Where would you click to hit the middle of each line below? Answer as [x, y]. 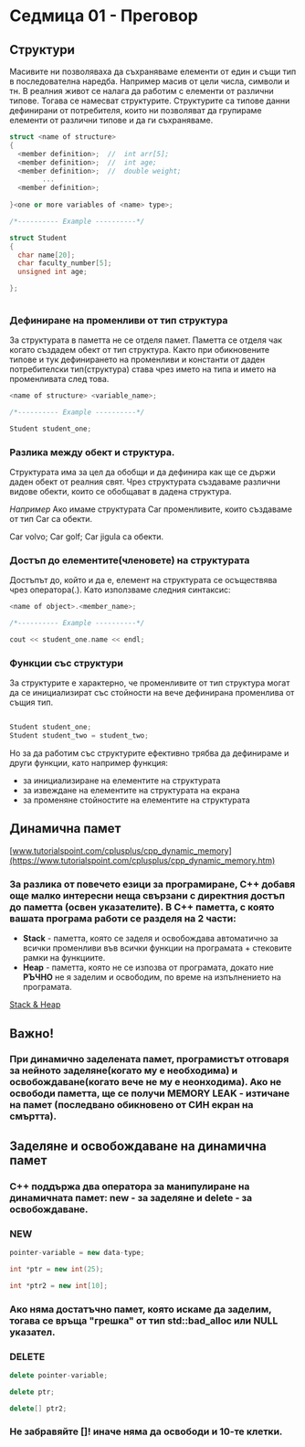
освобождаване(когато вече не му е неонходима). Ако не [146, 1082]
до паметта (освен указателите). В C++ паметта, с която [142, 907]
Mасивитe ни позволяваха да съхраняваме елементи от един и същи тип [153, 71]
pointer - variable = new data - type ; [77, 1253]
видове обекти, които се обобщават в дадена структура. [121, 492]
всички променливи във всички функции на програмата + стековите [157, 948]
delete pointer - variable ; [58, 1375]
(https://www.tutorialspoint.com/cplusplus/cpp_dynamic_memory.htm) [142, 860]
